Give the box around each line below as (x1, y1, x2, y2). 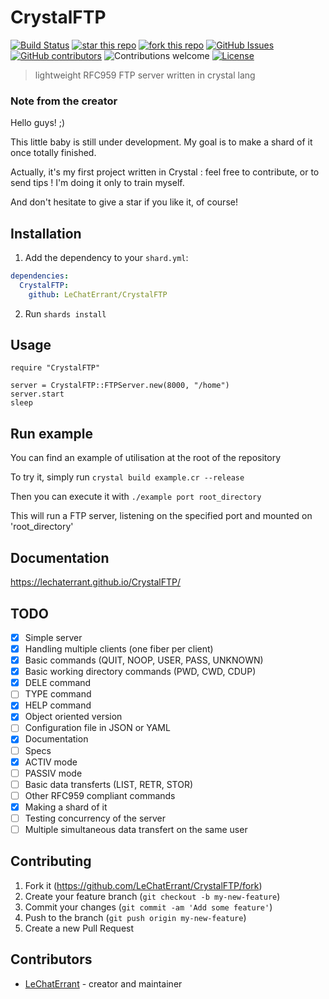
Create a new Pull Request (24, 922, 135, 934)
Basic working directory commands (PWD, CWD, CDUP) (24, 666, 257, 678)
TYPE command (24, 688, 92, 700)
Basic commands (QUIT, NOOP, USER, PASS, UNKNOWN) (24, 654, 264, 666)
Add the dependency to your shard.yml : (24, 252, 189, 264)
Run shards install (24, 307, 107, 320)
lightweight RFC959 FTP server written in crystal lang (34, 69, 256, 81)
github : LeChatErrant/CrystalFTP (28, 289, 168, 300)
